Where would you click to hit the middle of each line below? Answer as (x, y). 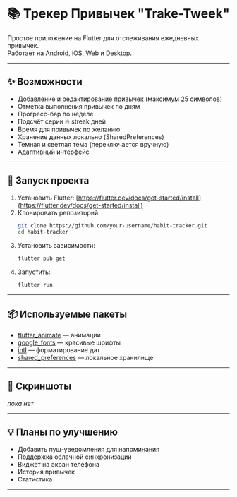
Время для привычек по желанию (69, 129)
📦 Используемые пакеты (67, 315)
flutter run (35, 285)
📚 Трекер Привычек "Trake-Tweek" (119, 14)
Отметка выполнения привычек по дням (79, 106)
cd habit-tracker (43, 232)
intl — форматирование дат (59, 349)
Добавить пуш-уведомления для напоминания (89, 449)
